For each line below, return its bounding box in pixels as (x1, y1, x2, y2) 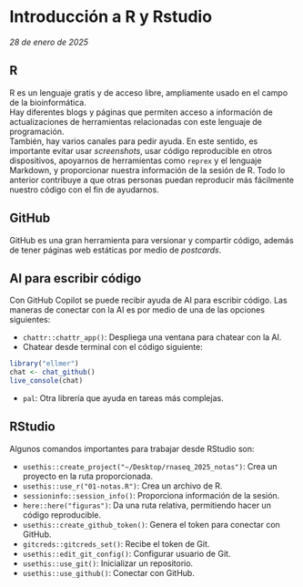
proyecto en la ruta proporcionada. (22, 470, 154, 481)
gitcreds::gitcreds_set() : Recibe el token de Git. (22, 538, 210, 549)
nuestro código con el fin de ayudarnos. (9, 184, 159, 195)
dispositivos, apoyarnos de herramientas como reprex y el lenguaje (9, 155, 262, 166)
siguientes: (9, 314, 51, 325)
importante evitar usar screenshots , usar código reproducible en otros (9, 145, 273, 156)
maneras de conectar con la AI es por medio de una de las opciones (9, 304, 266, 315)
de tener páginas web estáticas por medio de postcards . (9, 244, 222, 255)
